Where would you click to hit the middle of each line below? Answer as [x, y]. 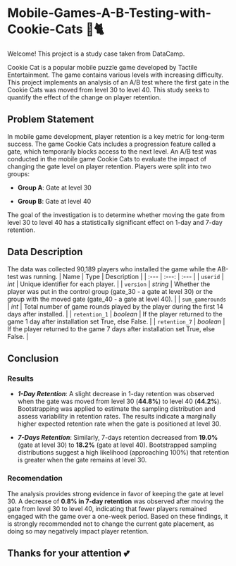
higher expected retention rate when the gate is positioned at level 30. [119, 424]
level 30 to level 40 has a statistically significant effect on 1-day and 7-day [115, 222]
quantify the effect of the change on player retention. [84, 97]
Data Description [45, 252]
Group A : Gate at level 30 [54, 187]
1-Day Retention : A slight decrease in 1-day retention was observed [116, 394]
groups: [19, 173]
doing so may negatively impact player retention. [78, 531]
